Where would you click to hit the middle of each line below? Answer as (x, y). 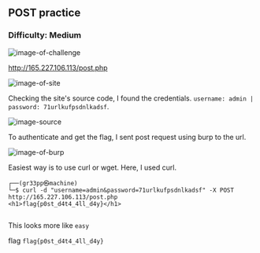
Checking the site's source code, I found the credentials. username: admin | (131, 98)
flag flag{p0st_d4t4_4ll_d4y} (56, 240)
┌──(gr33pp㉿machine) (43, 183)
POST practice (45, 13)
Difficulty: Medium (45, 35)
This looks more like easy (48, 225)
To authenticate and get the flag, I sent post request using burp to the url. (127, 137)
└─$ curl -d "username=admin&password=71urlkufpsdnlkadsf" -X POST (121, 190)
